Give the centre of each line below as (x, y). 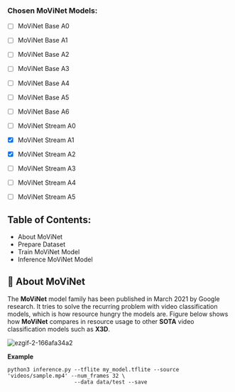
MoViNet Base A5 (43, 97)
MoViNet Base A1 (43, 40)
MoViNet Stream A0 (47, 126)
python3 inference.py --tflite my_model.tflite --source (93, 369)
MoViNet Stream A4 (47, 183)
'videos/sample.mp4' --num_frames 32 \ (66, 376)
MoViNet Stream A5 (47, 197)
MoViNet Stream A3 (47, 168)
